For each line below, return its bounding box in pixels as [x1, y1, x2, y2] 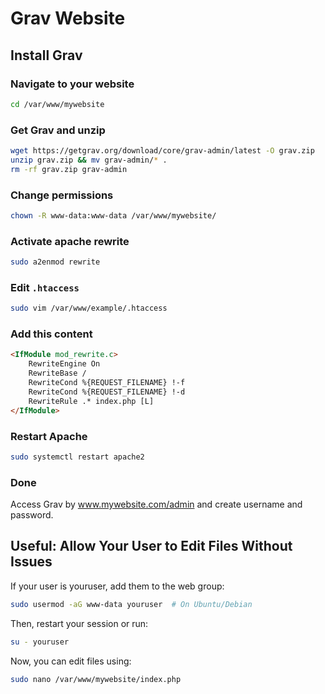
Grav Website [10, 7, 126, 30]
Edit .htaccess [10, 280, 80, 294]
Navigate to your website [10, 77, 135, 91]
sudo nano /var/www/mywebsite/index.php [10, 674, 182, 684]
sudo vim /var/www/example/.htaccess [10, 303, 168, 314]
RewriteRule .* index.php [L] [28, 396, 155, 406]
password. [10, 509, 54, 521]
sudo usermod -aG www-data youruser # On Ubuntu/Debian [10, 599, 253, 609]
